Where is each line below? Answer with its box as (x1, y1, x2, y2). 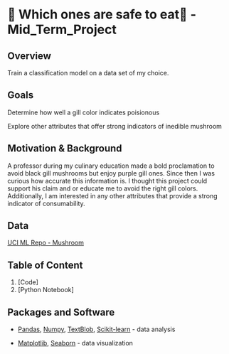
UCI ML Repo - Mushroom (7, 238, 84, 247)
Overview (7, 50, 52, 62)
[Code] (17, 278, 39, 286)
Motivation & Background (7, 142, 122, 155)
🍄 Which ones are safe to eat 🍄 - (7, 6, 197, 23)
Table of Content (7, 259, 83, 271)
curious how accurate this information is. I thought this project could (7, 176, 208, 185)
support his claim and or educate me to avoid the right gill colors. (7, 184, 198, 193)
